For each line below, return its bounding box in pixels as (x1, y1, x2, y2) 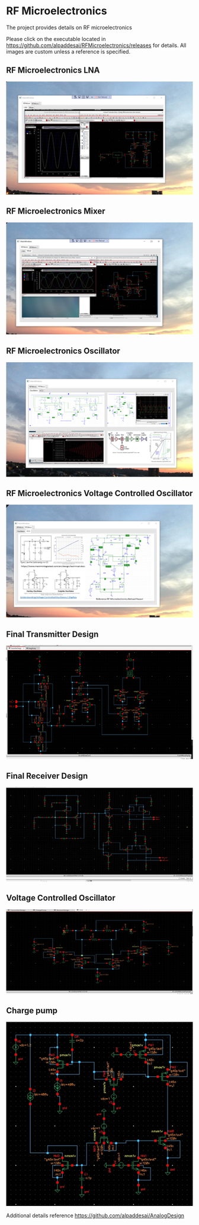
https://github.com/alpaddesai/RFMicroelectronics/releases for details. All (6, 42, 187, 49)
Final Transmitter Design (6, 629, 99, 639)
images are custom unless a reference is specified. (6, 48, 131, 55)
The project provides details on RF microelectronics (6, 24, 132, 31)
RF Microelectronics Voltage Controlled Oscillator (6, 488, 193, 499)
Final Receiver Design (6, 770, 88, 781)
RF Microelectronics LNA (6, 65, 100, 76)
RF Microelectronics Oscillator (6, 346, 120, 356)
